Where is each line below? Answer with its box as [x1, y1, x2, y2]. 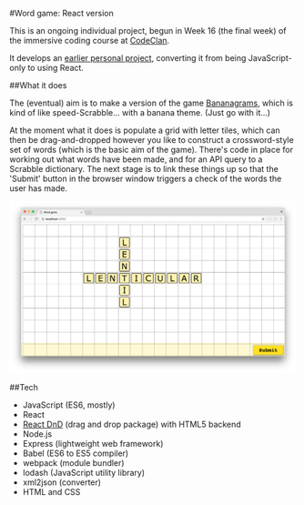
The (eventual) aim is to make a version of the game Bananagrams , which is [9, 97, 294, 108]
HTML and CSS [22, 486, 81, 497]
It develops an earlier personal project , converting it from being [9, 53, 247, 63]
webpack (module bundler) [22, 457, 125, 468]
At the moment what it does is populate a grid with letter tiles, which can [9, 125, 280, 136]
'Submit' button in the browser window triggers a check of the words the [9, 173, 282, 184]
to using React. [26, 63, 85, 73]
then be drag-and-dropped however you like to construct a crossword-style [9, 135, 294, 145]
